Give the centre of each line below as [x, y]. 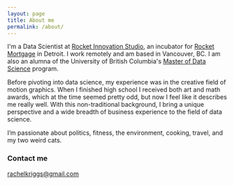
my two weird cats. [35, 140]
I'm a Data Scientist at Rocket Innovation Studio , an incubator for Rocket [111, 47]
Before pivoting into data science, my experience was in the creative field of [117, 82]
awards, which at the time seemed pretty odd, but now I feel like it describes [117, 97]
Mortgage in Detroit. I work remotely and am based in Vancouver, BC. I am [114, 54]
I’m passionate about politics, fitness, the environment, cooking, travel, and [115, 133]
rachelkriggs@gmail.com [43, 173]
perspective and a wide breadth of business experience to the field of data [115, 112]
